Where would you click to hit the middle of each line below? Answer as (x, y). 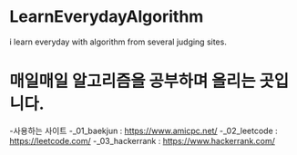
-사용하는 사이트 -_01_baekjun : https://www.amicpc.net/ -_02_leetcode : (143, 131)
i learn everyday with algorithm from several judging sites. (118, 42)
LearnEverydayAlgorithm (107, 17)
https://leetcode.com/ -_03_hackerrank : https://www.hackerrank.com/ (143, 140)
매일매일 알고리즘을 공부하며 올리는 (133, 81)
